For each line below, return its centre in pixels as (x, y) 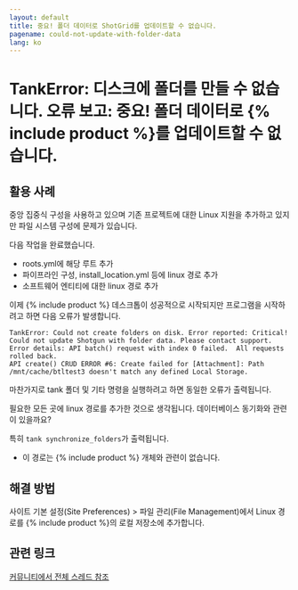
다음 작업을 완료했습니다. (52, 245)
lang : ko (25, 42)
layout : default (39, 17)
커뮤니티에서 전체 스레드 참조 (59, 577)
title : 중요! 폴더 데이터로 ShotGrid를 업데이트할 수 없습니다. (113, 26)
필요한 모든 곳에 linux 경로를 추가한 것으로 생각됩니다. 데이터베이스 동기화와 (140, 409)
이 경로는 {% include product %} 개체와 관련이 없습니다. (121, 458)
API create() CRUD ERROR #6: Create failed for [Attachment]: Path (137, 365)
